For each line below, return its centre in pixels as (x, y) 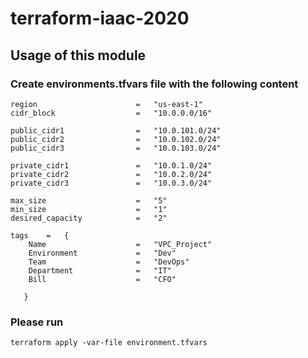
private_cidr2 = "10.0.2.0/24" (111, 174)
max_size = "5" (89, 200)
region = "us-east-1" (106, 104)
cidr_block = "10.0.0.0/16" (111, 113)
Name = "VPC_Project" (120, 244)
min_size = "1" (89, 209)
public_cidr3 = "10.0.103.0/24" (116, 148)
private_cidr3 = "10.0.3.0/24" (111, 183)
